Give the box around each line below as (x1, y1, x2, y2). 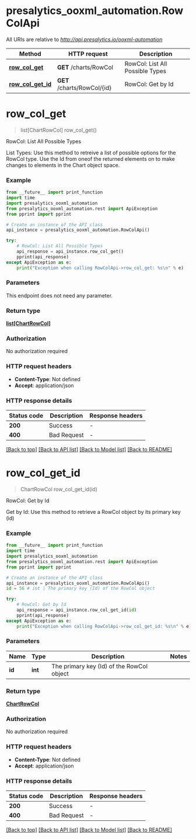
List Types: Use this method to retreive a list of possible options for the (6, 149, 176, 156)
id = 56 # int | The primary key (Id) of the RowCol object (6, 586, 156, 592)
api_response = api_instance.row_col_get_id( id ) (16, 607, 137, 613)
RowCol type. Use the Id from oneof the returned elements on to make (6, 155, 175, 162)
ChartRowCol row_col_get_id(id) (20, 485, 98, 492)
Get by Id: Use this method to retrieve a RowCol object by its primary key (6, 508, 181, 515)
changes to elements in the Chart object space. (6, 161, 120, 168)
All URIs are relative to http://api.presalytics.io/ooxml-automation (6, 36, 163, 43)
